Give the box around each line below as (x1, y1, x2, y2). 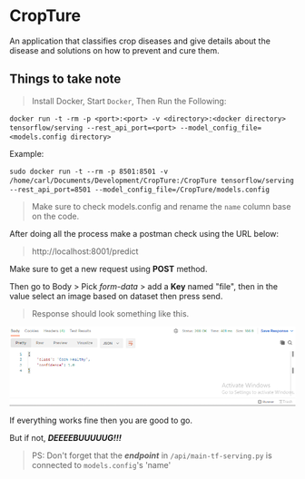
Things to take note (9, 72, 122, 87)
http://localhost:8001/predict (31, 246, 139, 257)
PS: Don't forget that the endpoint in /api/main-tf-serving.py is (31, 450, 272, 461)
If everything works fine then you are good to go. (9, 415, 193, 426)
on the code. (31, 210, 80, 221)
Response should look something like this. (31, 308, 190, 318)
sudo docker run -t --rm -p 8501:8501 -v (9, 167, 169, 176)
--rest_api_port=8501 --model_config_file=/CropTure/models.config (9, 185, 271, 194)
